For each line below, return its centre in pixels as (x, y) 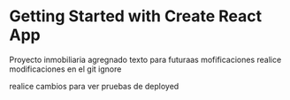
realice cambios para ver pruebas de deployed (94, 86)
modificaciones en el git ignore (65, 69)
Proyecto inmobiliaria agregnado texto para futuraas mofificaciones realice (145, 59)
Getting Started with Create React (136, 16)
